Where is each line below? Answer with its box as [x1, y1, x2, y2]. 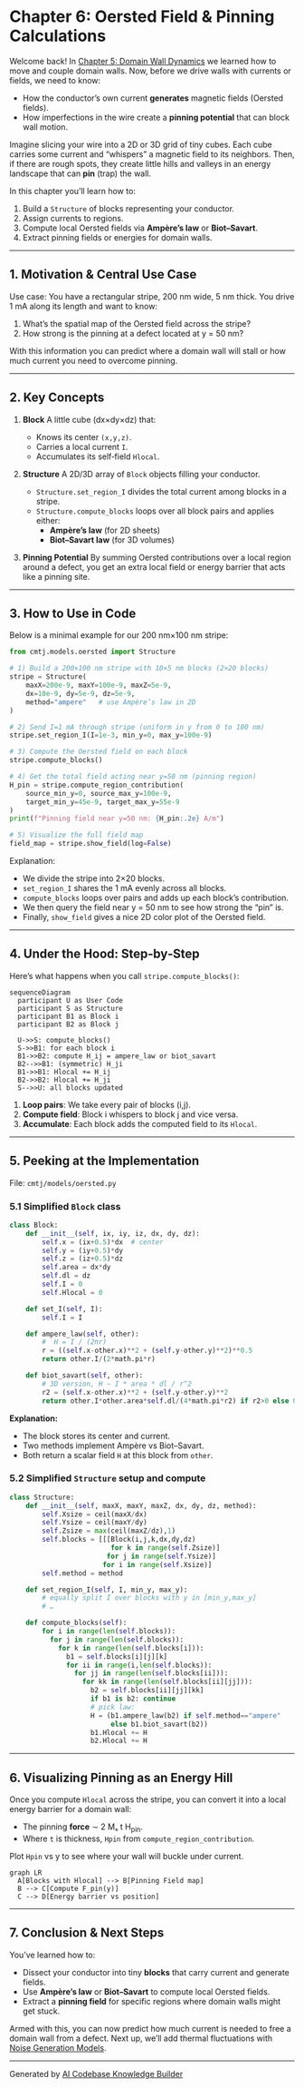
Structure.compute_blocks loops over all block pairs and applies [35, 505, 274, 516]
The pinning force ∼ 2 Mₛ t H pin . [22, 1821, 143, 1834]
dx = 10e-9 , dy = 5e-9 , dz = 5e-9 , [25, 689, 136, 698]
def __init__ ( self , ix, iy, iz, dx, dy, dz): [25, 1229, 201, 1238]
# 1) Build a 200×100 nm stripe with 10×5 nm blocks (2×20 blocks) [9, 664, 270, 673]
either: [35, 515, 61, 525]
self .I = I [42, 1313, 83, 1322]
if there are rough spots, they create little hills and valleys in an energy [9, 158, 271, 169]
